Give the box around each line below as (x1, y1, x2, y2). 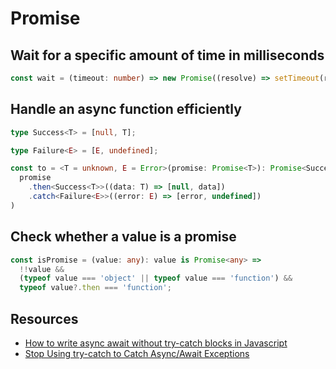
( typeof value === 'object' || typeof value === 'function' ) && (19, 273, 293, 284)
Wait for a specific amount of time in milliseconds (10, 47, 325, 64)
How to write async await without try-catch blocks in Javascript (24, 337, 288, 349)
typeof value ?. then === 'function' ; (19, 283, 172, 293)
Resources (10, 310, 79, 327)
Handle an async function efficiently (10, 101, 242, 118)
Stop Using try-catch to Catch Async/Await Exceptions (24, 347, 250, 359)
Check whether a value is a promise (10, 228, 237, 246)
